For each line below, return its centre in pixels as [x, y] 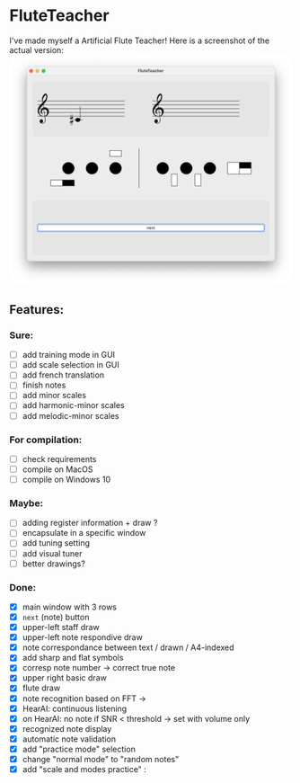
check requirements [59, 458]
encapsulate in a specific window [84, 533]
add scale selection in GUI [71, 365]
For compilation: [46, 440]
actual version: [37, 49]
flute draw [41, 688]
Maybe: [26, 503]
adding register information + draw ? [90, 523]
